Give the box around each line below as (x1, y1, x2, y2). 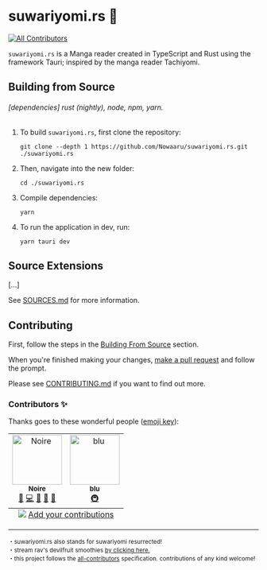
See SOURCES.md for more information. (8, 296, 141, 305)
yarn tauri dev (19, 238, 71, 246)
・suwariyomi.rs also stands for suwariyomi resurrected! (8, 538, 163, 546)
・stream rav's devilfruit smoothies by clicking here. (8, 546, 150, 555)
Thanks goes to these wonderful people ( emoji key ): (8, 417, 180, 426)
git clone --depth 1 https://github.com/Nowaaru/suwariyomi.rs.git (19, 142, 248, 150)
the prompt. (8, 363, 47, 373)
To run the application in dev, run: (19, 222, 130, 231)
